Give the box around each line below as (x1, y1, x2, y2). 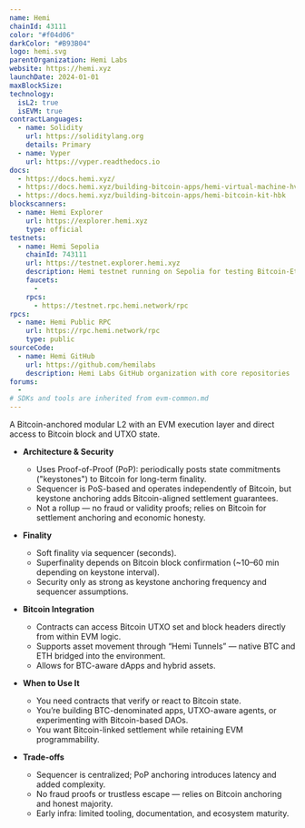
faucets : (25, 276, 59, 285)
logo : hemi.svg (9, 47, 67, 56)
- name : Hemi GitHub (17, 351, 95, 360)
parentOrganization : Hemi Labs (9, 56, 128, 65)
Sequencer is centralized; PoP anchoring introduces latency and (35, 770, 277, 780)
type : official (25, 225, 84, 234)
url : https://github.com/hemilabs (25, 360, 156, 369)
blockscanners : (9, 199, 67, 209)
